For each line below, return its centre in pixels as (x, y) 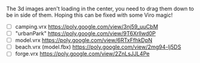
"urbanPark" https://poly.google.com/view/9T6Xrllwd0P (85, 34)
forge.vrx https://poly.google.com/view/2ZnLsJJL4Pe (82, 54)
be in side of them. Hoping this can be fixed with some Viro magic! (90, 15)
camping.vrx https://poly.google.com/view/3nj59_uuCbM (87, 27)
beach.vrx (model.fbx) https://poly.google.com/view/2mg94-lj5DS (98, 47)
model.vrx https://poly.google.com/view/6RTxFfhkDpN (84, 40)
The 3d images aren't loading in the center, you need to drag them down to (100, 9)
